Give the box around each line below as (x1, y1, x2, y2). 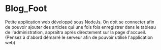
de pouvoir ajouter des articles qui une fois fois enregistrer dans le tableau (5, 24, 156, 30)
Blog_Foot (5, 3, 47, 14)
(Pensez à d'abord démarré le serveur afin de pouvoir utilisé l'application (5, 34, 153, 40)
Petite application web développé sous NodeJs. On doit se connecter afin (5, 19, 155, 25)
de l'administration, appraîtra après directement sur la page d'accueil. (5, 29, 147, 35)
